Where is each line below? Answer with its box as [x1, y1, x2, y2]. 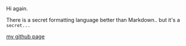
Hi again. [6, 5, 28, 12]
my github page [6, 33, 45, 40]
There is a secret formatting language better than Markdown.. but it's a [6, 17, 181, 23]
